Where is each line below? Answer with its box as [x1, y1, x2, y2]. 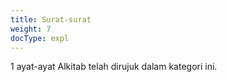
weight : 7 [10, 24, 52, 34]
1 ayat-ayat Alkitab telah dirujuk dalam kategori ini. [10, 61, 218, 73]
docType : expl [10, 33, 70, 43]
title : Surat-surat [10, 14, 92, 25]
